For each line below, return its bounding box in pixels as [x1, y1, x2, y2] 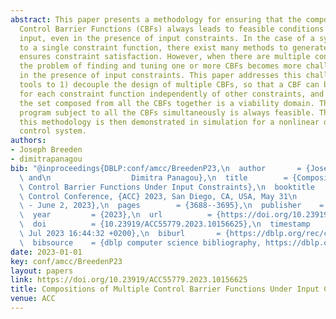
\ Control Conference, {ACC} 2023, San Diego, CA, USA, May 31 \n [19, 191, 298, 201]
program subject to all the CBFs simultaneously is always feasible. [19, 107, 315, 118]
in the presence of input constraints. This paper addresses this [19, 71, 302, 81]
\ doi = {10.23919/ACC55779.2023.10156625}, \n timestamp [19, 219, 311, 230]
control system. [19, 126, 87, 136]
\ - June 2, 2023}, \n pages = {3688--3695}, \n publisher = [19, 201, 325, 211]
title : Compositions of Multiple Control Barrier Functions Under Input [10, 284, 320, 295]
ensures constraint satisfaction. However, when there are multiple [19, 52, 311, 62]
